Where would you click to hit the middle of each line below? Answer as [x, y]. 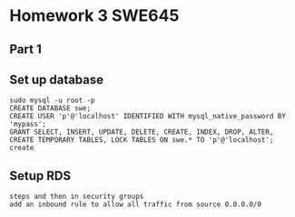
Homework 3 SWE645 [94, 16]
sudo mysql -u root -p [52, 100]
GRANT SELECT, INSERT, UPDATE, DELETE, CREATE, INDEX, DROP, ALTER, [142, 132]
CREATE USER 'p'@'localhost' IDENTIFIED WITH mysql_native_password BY [147, 117]
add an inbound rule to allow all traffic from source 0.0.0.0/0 [135, 204]
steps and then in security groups [77, 197]
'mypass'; [28, 124]
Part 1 [26, 49]
